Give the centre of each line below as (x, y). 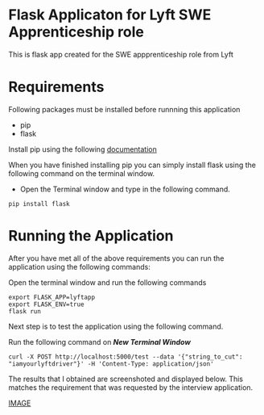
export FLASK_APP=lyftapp (52, 297)
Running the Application (91, 236)
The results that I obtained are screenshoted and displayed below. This (126, 379)
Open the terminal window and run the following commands (107, 282)
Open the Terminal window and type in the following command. (125, 189)
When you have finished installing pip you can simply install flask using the (132, 165)
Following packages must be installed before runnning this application (124, 109)
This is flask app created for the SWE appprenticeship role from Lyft (121, 54)
